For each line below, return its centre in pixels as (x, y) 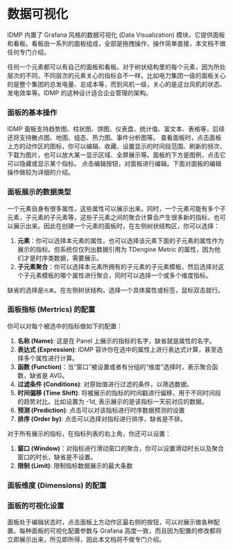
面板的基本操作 (32, 112)
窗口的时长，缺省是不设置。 (57, 457)
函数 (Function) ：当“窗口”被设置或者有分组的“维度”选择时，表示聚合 (114, 367)
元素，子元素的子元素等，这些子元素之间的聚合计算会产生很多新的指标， (110, 217)
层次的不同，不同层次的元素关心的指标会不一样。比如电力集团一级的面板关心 (116, 75)
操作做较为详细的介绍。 (41, 172)
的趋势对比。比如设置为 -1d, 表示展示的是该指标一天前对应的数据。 (112, 401)
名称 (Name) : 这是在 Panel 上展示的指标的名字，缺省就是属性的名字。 (116, 341)
